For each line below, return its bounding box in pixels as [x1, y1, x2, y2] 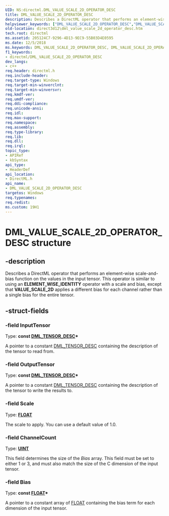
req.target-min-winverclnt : [5, 82, 64, 87]
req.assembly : [5, 125, 35, 130]
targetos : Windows [5, 190, 44, 195]
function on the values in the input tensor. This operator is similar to [15, 276, 155, 282]
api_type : [5, 162, 26, 167]
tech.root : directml [5, 31, 49, 36]
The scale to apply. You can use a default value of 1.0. [5, 421, 117, 427]
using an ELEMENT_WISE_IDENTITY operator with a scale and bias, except [5, 281, 162, 287]
